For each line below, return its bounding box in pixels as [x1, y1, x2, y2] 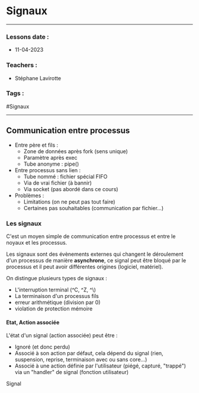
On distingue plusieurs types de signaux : [6, 274, 108, 281]
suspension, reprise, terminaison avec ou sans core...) [14, 356, 147, 363]
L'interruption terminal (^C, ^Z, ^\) [14, 286, 97, 293]
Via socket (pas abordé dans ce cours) [23, 185, 118, 192]
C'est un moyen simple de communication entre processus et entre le [6, 233, 176, 240]
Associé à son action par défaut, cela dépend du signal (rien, [14, 350, 164, 357]
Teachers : [6, 61, 37, 69]
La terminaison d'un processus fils [14, 292, 99, 299]
